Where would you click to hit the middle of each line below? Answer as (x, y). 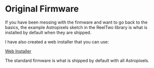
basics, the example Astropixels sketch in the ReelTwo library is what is (76, 27)
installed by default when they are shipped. (48, 32)
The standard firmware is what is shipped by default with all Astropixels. (77, 60)
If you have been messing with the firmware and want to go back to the (77, 22)
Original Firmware (42, 9)
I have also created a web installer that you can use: (57, 41)
